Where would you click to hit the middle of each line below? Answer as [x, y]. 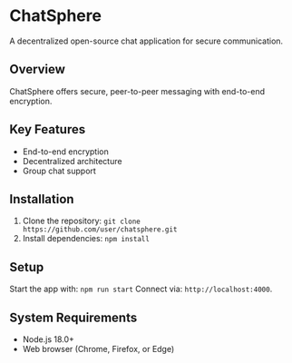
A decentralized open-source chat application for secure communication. [146, 41]
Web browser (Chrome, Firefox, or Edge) [98, 349]
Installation [42, 199]
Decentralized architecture [72, 161]
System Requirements [73, 317]
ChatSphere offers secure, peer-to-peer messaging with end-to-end [137, 91]
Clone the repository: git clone [81, 221]
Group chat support [59, 171]
